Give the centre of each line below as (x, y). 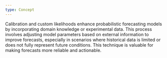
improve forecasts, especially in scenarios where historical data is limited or (83, 40)
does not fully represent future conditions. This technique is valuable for (79, 45)
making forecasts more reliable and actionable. (53, 50)
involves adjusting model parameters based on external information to (77, 34)
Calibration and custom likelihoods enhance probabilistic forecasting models (83, 24)
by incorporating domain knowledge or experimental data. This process (79, 29)
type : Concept (20, 10)
